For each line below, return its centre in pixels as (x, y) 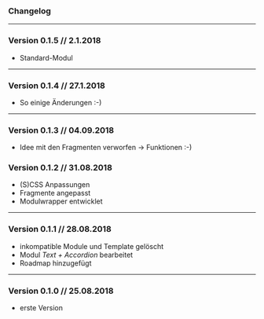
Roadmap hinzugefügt (55, 263)
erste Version (41, 308)
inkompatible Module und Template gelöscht (92, 246)
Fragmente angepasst (55, 193)
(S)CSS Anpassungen (55, 185)
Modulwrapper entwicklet (61, 201)
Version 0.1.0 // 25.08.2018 (61, 291)
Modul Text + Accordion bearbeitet (76, 255)
